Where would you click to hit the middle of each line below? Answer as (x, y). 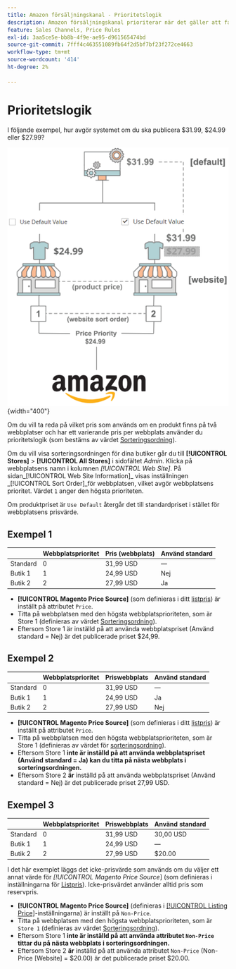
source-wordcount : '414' (44, 60)
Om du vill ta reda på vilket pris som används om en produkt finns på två (112, 425)
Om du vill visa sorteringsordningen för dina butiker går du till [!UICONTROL (117, 453)
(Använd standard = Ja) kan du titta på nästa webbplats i (102, 760)
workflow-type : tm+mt (39, 52)
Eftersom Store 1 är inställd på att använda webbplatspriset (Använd (116, 628)
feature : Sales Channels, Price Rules (64, 30)
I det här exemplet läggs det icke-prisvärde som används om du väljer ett (113, 869)
